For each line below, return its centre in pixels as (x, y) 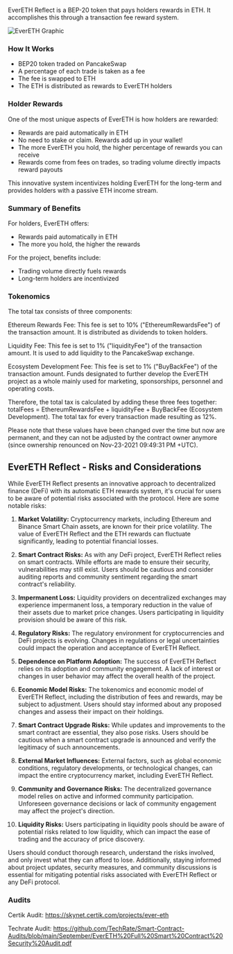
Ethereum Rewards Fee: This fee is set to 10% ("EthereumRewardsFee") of (114, 325)
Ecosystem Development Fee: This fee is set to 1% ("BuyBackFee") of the (113, 366)
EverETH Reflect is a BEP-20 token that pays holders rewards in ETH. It (109, 10)
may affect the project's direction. (66, 811)
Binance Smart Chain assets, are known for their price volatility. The (115, 526)
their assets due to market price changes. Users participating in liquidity (121, 612)
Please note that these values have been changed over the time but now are (116, 430)
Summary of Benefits (44, 208)
